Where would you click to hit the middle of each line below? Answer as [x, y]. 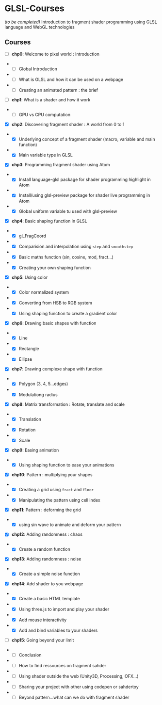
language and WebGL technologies [40, 27]
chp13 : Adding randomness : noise [46, 559]
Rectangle [29, 349]
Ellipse [25, 359]
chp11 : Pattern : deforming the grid [46, 510]
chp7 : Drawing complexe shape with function [57, 369]
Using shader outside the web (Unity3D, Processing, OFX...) [79, 676]
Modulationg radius [38, 394]
